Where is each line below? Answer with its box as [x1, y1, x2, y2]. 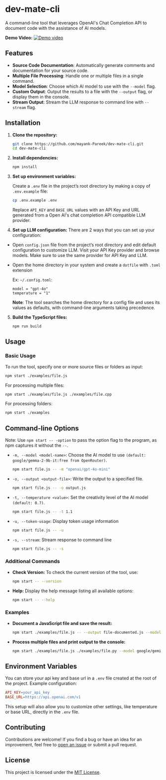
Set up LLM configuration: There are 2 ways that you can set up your [12, 227, 155, 233]
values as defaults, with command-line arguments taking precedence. [12, 305, 155, 311]
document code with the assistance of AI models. [5, 25, 107, 31]
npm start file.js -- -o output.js [12, 485, 86, 490]
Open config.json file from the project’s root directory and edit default [12, 242, 156, 248]
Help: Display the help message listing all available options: [12, 588, 134, 594]
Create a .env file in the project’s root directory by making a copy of [12, 183, 151, 189]
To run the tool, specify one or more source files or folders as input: [5, 364, 143, 369]
